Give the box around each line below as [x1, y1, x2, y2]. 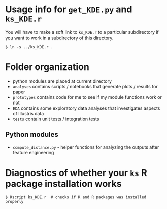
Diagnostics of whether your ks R [5, 167, 147, 179]
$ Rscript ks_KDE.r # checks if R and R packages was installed [5, 194, 146, 200]
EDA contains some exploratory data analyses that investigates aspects [12, 105, 160, 111]
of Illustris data [12, 110, 44, 116]
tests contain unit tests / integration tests [12, 116, 99, 122]
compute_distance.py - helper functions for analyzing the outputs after [12, 144, 159, 150]
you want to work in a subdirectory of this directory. [5, 34, 114, 41]
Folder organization [5, 61, 90, 73]
